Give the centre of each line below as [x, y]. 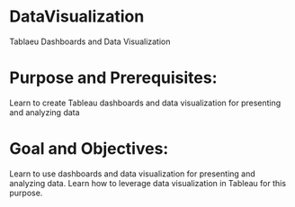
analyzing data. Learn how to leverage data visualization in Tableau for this [147, 183]
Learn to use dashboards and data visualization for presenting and [133, 174]
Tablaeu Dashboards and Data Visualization [90, 41]
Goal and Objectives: [89, 149]
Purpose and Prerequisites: [113, 78]
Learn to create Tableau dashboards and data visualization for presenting [145, 103]
